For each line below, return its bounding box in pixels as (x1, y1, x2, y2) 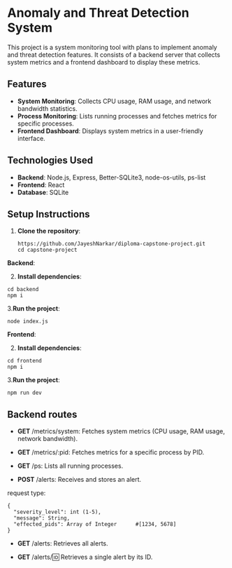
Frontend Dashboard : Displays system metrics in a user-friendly (17, 126, 204, 135)
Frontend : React (17, 180, 65, 189)
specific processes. (17, 119, 75, 128)
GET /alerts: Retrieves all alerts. (17, 539, 108, 548)
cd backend (7, 286, 39, 293)
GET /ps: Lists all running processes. (17, 461, 124, 471)
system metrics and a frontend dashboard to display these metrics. (7, 58, 201, 66)
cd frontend (7, 358, 42, 365)
